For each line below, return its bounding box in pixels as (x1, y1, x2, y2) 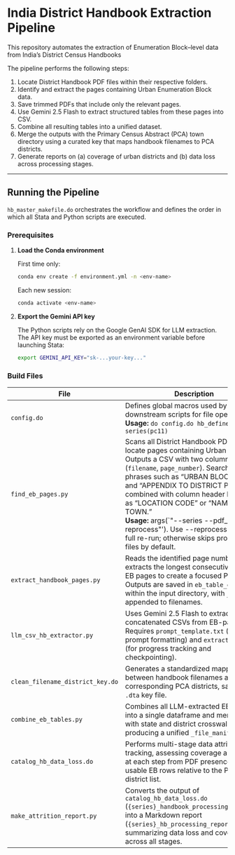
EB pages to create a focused (124, 570, 222, 580)
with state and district (124, 719, 197, 729)
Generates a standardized (124, 664, 211, 673)
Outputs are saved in (124, 579, 194, 589)
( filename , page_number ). (124, 463, 205, 473)
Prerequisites (7, 230, 54, 240)
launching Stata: (17, 340, 65, 349)
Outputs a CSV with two (124, 454, 204, 464)
